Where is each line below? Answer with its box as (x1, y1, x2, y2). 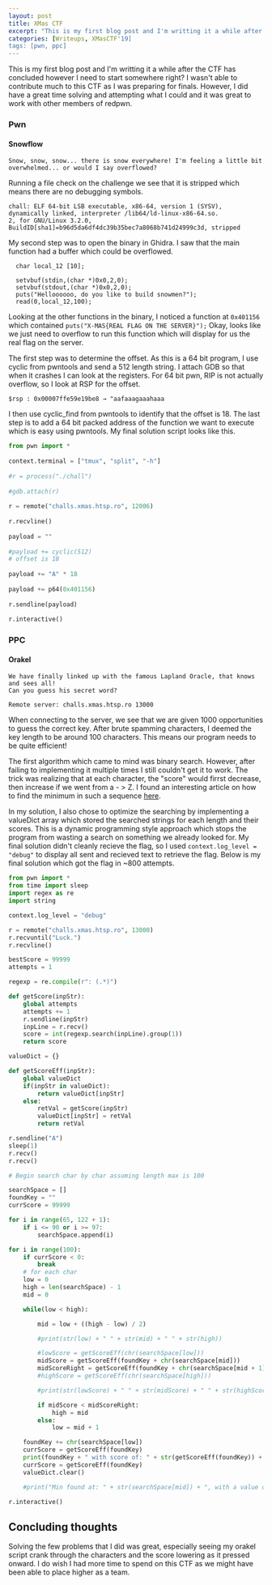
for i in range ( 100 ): (8, 1245, 82, 1254)
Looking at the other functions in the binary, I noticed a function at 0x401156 (8, 312, 261, 322)
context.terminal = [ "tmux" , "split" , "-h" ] (8, 457, 161, 465)
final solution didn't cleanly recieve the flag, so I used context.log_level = (8, 841, 257, 851)
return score (23, 1038, 67, 1046)
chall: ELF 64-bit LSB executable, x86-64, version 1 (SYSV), (8, 203, 223, 211)
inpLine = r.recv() (23, 1023, 89, 1031)
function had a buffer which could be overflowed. (8, 246, 174, 256)
